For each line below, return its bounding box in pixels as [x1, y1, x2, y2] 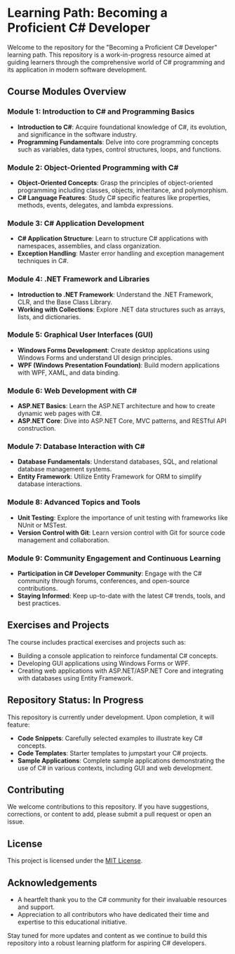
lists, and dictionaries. [17, 312, 81, 321]
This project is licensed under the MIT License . [7, 856, 143, 865]
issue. [7, 817, 25, 826]
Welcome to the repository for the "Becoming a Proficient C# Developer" [7, 43, 217, 51]
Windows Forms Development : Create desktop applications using [17, 346, 210, 354]
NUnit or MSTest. [17, 520, 68, 529]
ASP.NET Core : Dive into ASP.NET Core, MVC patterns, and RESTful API [17, 417, 227, 425]
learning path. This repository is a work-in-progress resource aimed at [7, 51, 210, 59]
